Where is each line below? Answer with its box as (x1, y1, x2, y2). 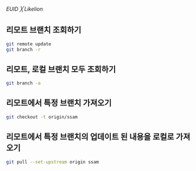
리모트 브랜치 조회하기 (6, 25, 81, 35)
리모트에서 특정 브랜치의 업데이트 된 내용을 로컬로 (6, 132, 174, 142)
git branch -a (6, 80, 41, 86)
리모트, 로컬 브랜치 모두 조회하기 (6, 64, 116, 74)
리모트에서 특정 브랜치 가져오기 (6, 98, 112, 108)
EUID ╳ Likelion (6, 5, 43, 12)
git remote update (6, 41, 51, 47)
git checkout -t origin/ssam (6, 114, 78, 120)
